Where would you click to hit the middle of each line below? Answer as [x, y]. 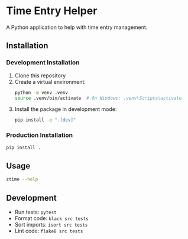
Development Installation [43, 63]
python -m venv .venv [41, 93]
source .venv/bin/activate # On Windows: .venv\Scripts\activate [98, 98]
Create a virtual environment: [50, 81]
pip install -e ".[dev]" [45, 120]
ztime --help [22, 179]
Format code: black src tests [51, 218]
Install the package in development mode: [66, 109]
